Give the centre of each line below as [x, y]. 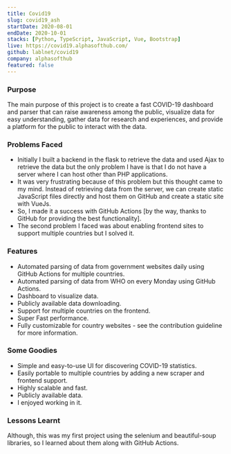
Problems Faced [35, 144]
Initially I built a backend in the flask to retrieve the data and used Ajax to [121, 159]
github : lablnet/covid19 [43, 53]
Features [22, 252]
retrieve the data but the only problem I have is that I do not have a [112, 167]
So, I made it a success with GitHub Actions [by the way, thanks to [112, 211]
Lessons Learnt [34, 420]
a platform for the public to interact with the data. [77, 126]
